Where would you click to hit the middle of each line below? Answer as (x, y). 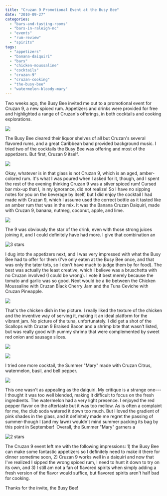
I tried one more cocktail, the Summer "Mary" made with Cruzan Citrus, (79, 365)
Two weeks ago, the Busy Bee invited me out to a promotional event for (79, 103)
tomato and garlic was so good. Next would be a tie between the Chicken (81, 280)
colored (13, 178)
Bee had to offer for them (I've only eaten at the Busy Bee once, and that (80, 259)
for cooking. (18, 478)
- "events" (21, 33)
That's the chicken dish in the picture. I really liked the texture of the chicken (84, 310)
